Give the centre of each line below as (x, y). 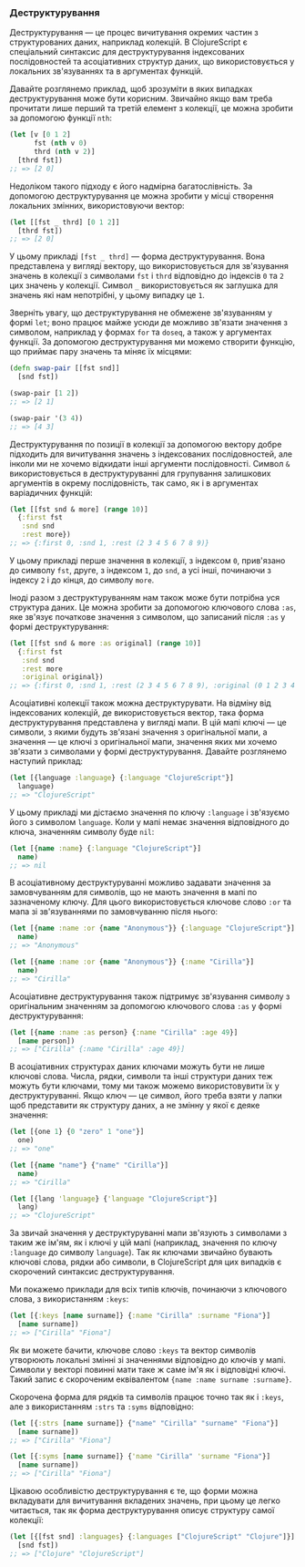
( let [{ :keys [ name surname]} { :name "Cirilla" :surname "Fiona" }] (140, 1316)
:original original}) (62, 677)
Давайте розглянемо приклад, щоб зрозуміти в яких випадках (131, 89)
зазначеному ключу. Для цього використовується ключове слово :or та (150, 902)
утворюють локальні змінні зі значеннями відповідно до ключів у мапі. (148, 1359)
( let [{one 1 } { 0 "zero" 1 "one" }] (77, 1132)
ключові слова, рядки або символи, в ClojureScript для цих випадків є (146, 1262)
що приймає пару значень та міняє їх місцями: (101, 352)
